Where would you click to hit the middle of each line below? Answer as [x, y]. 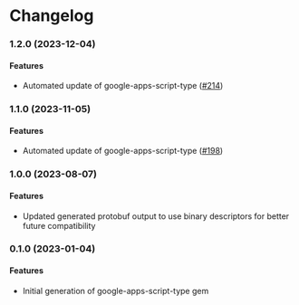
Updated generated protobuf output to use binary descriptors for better [156, 216]
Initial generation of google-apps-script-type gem [116, 291]
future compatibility [59, 225]
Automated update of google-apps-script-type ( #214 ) [123, 86]
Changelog [52, 16]
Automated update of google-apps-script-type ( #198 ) [123, 151]
